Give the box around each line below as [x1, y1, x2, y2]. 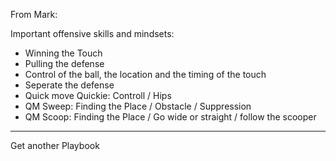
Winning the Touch [24, 47, 103, 59]
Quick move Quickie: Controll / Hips [24, 90, 172, 101]
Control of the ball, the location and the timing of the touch [24, 69, 267, 80]
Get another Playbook [10, 140, 100, 151]
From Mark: [10, 9, 58, 20]
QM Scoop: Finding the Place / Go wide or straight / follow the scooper [24, 111, 317, 123]
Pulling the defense [24, 58, 105, 69]
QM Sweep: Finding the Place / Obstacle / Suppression [24, 100, 252, 112]
